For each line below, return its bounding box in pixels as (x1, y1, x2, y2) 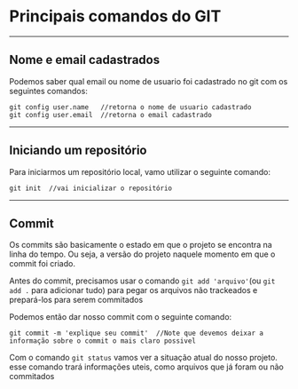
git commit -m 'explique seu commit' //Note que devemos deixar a (9, 329, 264, 338)
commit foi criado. (9, 258, 75, 269)
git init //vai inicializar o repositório (9, 184, 173, 193)
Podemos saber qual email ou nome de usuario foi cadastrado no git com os (9, 75, 288, 86)
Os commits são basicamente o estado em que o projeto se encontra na (9, 240, 272, 250)
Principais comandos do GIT (9, 6, 222, 27)
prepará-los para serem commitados (9, 295, 144, 306)
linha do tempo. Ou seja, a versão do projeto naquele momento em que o (9, 249, 276, 259)
